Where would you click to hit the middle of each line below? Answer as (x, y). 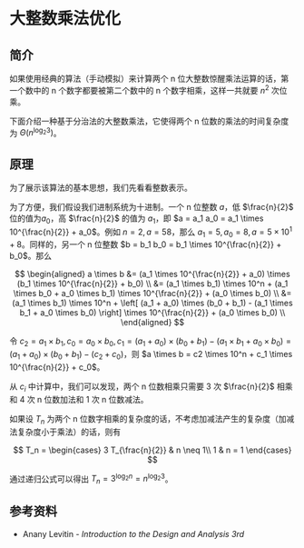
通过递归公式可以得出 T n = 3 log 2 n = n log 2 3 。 (91, 479)
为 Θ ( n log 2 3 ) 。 (35, 132)
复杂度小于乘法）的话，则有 (69, 432)
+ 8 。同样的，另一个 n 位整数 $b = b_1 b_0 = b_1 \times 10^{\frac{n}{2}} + (146, 244)
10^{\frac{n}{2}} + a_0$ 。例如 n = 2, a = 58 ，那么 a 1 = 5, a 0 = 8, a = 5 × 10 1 (151, 232)
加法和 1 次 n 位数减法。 (104, 399)
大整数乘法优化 (65, 19)
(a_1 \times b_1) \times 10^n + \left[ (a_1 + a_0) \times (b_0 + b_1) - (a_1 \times (152, 303)
